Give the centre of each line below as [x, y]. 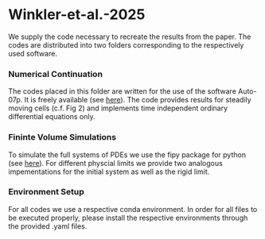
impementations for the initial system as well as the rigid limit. [109, 172]
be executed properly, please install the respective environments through [128, 218]
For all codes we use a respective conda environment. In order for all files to [133, 209]
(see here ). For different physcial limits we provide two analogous [115, 163]
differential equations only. [52, 117]
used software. [33, 53]
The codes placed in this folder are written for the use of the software [123, 91]
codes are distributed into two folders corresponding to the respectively [126, 44]
